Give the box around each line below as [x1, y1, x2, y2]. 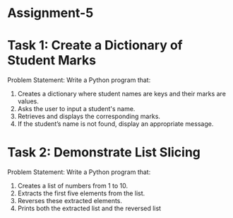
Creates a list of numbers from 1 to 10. [17, 182, 129, 190]
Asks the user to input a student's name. [17, 105, 136, 113]
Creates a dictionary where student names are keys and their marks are [17, 90, 226, 98]
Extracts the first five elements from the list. [17, 189, 145, 197]
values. [17, 97, 39, 105]
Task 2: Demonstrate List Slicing [7, 144, 201, 161]
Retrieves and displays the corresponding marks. [17, 112, 161, 121]
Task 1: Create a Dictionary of [7, 38, 183, 54]
